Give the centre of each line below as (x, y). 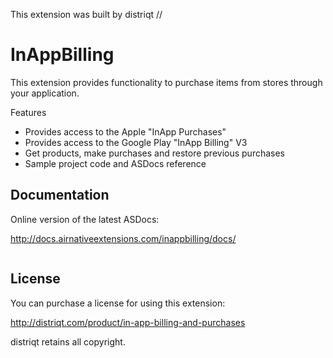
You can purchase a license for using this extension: (118, 303)
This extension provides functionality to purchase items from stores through (166, 82)
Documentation (60, 195)
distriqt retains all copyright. (68, 341)
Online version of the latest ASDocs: (85, 219)
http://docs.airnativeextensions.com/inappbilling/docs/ (123, 238)
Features (28, 112)
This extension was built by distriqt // (86, 14)
